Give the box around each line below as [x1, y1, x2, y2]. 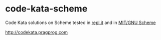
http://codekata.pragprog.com [5, 29, 68, 35]
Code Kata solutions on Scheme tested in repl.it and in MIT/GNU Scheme [5, 19, 156, 25]
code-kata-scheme [5, 3, 88, 14]
